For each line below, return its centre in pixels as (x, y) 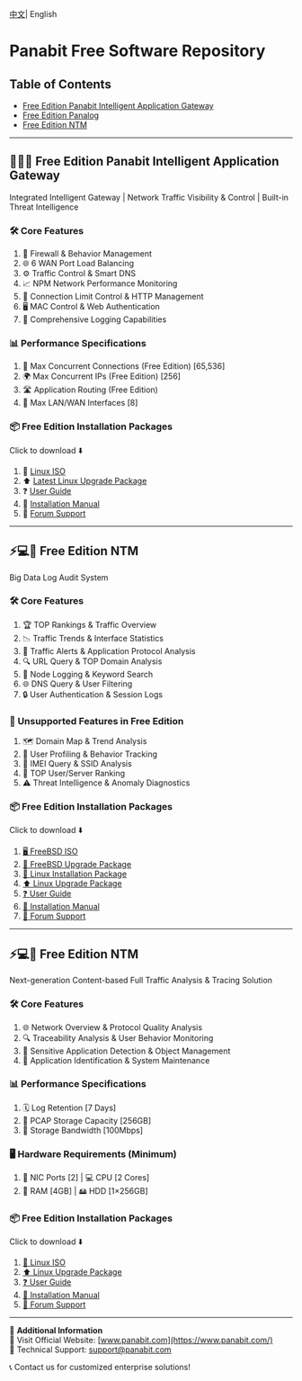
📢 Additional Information (56, 1331)
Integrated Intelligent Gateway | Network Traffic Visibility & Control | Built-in (149, 197)
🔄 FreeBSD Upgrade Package (77, 865)
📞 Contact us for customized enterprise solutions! (100, 1368)
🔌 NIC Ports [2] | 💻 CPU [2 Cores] (86, 1178)
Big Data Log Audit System (59, 577)
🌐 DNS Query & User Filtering (77, 684)
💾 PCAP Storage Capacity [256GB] (87, 1120)
